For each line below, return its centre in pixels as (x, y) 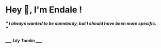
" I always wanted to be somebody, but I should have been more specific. (81, 23)
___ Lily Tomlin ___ (24, 41)
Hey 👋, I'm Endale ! (44, 10)
